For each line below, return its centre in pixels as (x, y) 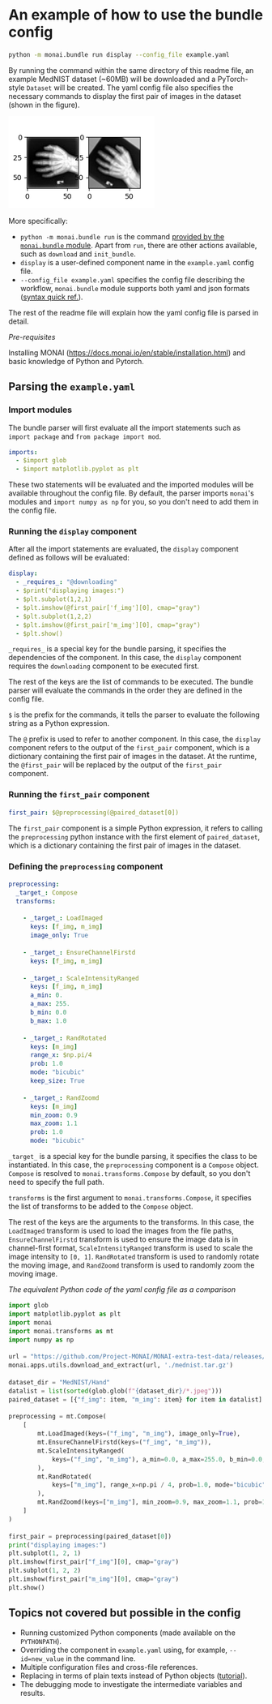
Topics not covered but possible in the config (125, 1613)
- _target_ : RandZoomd (61, 1098)
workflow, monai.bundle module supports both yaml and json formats (135, 288)
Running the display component (73, 531)
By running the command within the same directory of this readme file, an (131, 70)
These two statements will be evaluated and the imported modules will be (131, 485)
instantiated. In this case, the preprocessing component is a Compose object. (134, 1165)
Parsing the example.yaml (72, 387)
